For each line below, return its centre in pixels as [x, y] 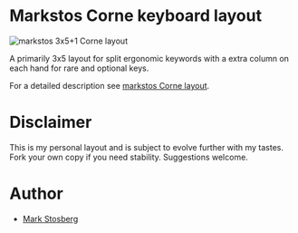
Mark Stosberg [50, 218]
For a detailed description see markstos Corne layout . [110, 85]
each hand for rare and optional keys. [79, 68]
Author [36, 194]
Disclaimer [51, 122]
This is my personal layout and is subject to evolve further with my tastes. [146, 147]
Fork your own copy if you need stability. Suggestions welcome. [129, 157]
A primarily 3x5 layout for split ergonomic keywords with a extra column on [149, 58]
